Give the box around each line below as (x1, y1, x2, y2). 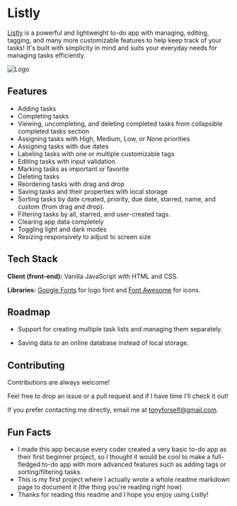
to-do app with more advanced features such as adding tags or (42, 460, 226, 468)
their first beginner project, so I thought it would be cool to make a (17, 453, 211, 461)
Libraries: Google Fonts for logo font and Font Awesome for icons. (7, 285, 201, 294)
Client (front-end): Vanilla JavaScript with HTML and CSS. (7, 272, 179, 280)
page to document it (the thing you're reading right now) (17, 483, 183, 491)
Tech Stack (7, 253, 58, 265)
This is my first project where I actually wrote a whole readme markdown (17, 475, 230, 483)
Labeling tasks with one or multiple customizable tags (17, 149, 175, 158)
